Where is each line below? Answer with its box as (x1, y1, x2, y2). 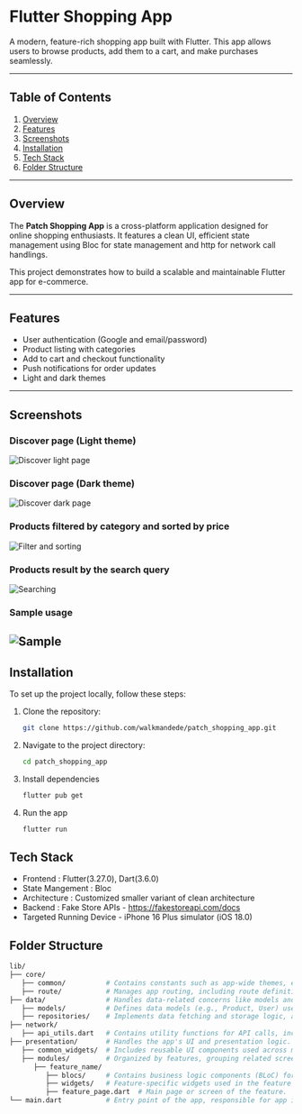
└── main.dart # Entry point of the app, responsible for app (9, 1096, 288, 1105)
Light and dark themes (22, 372, 106, 384)
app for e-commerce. (9, 276, 89, 287)
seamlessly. (9, 55, 53, 66)
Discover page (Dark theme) (9, 477, 135, 489)
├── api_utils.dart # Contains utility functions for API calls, (21, 1029, 280, 1038)
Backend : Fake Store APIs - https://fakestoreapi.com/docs (22, 902, 241, 913)
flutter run (22, 825, 67, 834)
